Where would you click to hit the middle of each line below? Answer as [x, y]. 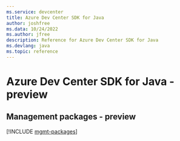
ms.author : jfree [28, 35]
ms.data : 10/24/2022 [32, 29]
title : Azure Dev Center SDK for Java [55, 18]
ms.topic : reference [32, 52]
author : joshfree [28, 23]
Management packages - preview [71, 117]
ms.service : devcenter [35, 12]
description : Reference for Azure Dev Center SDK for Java [82, 40]
